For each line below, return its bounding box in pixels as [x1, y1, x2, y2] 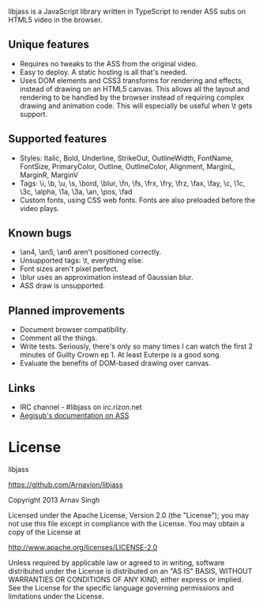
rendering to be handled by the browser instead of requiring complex [19, 92, 245, 102]
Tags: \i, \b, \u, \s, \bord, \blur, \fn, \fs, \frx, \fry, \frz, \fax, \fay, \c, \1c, [19, 178, 246, 188]
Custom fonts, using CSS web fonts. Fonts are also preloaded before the [19, 195, 256, 205]
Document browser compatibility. [19, 325, 128, 334]
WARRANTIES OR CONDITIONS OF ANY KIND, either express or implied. [8, 575, 243, 584]
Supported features [8, 132, 107, 145]
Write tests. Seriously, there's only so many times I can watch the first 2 [19, 341, 253, 351]
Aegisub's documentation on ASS [19, 411, 130, 420]
